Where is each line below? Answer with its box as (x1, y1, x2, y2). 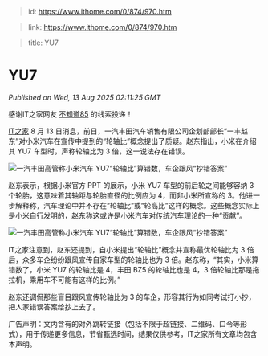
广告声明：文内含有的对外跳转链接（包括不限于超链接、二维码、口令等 (8, 319, 241, 329)
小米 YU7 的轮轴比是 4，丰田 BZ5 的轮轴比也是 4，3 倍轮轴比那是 (35, 264, 253, 274)
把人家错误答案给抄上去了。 (8, 301, 100, 312)
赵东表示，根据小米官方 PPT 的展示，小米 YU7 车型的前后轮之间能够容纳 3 (8, 180, 254, 190)
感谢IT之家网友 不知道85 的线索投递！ (8, 108, 133, 119)
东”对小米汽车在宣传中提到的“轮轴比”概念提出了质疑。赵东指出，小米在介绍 (8, 136, 257, 145)
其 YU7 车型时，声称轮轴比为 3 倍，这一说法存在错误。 (8, 146, 190, 156)
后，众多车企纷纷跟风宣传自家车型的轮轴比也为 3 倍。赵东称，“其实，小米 (8, 255, 252, 264)
